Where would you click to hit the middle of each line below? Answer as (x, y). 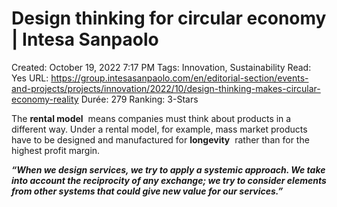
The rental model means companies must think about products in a (151, 118)
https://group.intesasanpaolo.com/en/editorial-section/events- (179, 78)
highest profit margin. (56, 150)
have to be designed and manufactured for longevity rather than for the (160, 139)
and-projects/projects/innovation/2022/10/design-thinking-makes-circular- (166, 88)
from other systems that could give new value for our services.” (147, 191)
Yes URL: (30, 78)
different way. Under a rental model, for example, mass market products (159, 129)
